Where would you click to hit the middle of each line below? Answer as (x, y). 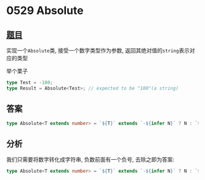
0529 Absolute (45, 11)
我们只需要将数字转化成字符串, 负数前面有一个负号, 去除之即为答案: (90, 160)
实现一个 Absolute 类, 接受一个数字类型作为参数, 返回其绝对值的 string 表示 (98, 50)
